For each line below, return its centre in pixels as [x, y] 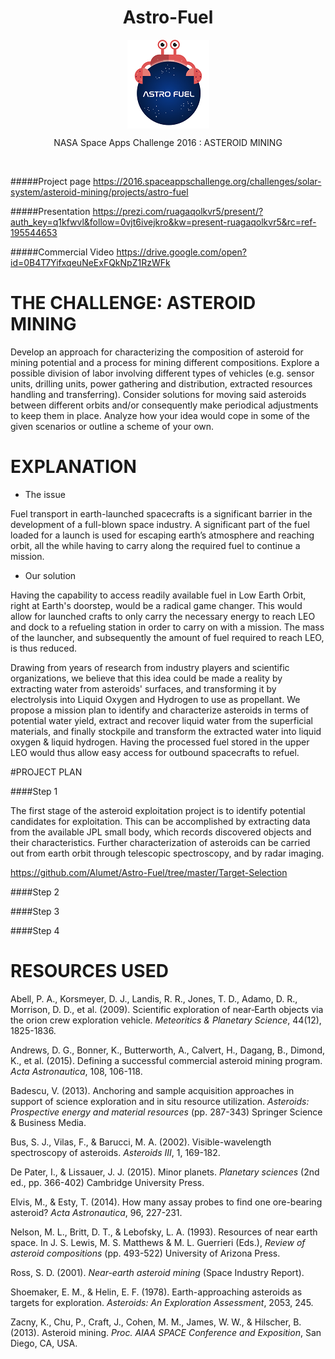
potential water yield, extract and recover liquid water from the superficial [161, 720]
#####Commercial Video [62, 252]
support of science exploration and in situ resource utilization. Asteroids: [160, 1101]
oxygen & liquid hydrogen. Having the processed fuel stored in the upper [160, 742]
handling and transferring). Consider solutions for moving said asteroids [158, 394]
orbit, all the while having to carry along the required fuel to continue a [155, 545]
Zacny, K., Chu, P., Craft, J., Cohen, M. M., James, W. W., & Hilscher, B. [156, 1322]
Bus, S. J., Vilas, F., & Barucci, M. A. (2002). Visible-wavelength [141, 1142]
